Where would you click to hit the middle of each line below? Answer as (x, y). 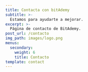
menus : (12, 43)
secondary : (21, 48)
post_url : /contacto (27, 33)
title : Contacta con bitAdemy (38, 10)
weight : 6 (25, 52)
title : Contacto (32, 57)
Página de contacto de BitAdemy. (46, 29)
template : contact (25, 62)
